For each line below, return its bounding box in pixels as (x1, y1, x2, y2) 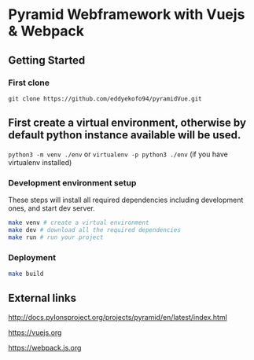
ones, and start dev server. (8, 203, 96, 213)
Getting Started (8, 53, 86, 67)
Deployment (8, 252, 57, 263)
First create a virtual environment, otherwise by (8, 116, 246, 130)
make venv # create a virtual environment (8, 219, 149, 226)
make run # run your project (8, 233, 104, 241)
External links (8, 292, 77, 305)
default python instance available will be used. (8, 128, 241, 142)
